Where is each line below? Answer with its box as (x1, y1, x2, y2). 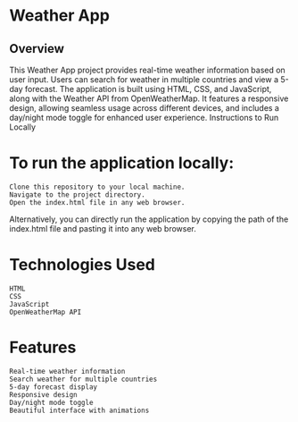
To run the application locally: (9, 153, 235, 173)
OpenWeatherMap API (9, 308, 82, 316)
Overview (9, 41, 65, 56)
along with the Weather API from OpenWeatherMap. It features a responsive (9, 93, 289, 104)
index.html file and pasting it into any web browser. (9, 223, 196, 233)
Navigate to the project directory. (9, 190, 145, 199)
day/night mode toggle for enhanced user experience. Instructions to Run (9, 113, 279, 122)
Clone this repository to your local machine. (9, 182, 186, 191)
